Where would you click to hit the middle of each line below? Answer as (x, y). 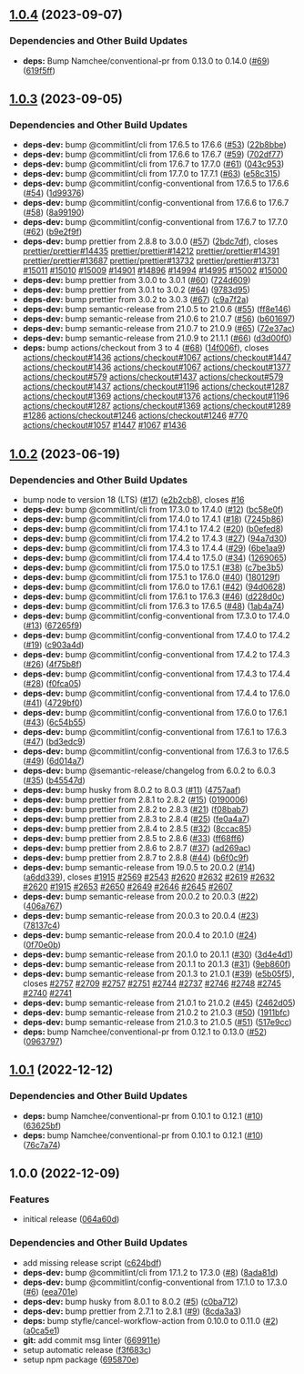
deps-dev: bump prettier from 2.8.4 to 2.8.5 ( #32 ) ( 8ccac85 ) (137, 829)
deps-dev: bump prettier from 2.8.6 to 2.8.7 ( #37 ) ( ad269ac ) (137, 848)
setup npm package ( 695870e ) (81, 1359)
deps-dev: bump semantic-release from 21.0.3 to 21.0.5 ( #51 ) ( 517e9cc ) (157, 1023)
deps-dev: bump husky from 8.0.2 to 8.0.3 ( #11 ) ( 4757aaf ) (132, 790)
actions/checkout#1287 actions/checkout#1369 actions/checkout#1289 (157, 406)
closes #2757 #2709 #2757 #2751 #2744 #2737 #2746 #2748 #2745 (152, 983)
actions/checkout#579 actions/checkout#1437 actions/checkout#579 (153, 377)
